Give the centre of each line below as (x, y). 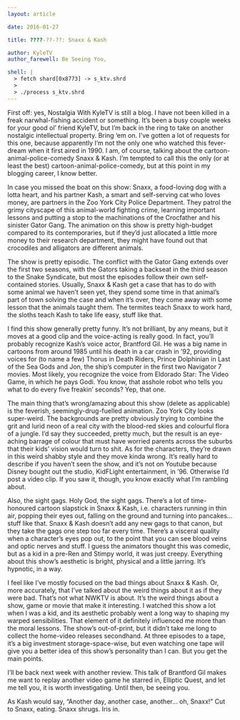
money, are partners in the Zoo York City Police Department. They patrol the (120, 202)
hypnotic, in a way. (35, 569)
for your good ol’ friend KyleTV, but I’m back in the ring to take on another (115, 127)
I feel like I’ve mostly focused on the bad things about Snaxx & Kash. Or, (113, 582)
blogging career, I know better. (52, 173)
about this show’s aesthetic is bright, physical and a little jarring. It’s (106, 561)
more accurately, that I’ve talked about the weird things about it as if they (115, 590)
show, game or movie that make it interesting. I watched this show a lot (112, 605)
